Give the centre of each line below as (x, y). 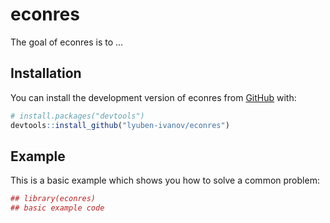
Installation (46, 73)
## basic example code (57, 208)
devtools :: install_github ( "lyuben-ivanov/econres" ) (120, 125)
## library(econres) (53, 199)
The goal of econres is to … (67, 42)
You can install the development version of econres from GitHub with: (153, 97)
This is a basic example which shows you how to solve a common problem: (165, 180)
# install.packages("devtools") (77, 116)
